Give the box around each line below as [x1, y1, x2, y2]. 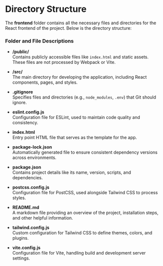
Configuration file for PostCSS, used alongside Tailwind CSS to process [12, 190, 158, 196]
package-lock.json [12, 144, 52, 150]
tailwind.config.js [12, 224, 49, 231]
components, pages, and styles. [12, 79, 78, 85]
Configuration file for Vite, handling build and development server [12, 250, 146, 256]
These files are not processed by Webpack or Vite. [12, 59, 116, 65]
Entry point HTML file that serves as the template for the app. [12, 135, 137, 141]
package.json [12, 164, 41, 170]
